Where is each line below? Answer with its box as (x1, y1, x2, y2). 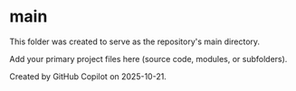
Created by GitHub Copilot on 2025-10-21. (9, 70, 167, 82)
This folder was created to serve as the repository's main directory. (9, 36, 261, 47)
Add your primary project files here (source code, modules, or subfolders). (9, 53, 288, 64)
